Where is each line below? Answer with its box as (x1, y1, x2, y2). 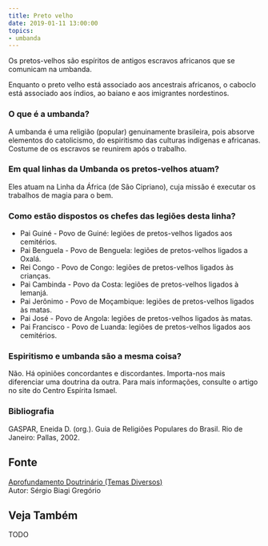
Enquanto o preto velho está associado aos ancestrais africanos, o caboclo (8, 80, 256, 90)
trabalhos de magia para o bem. (8, 190, 114, 200)
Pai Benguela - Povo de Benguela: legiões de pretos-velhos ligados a (19, 246, 248, 255)
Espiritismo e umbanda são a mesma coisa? (8, 351, 182, 362)
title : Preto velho (8, 11, 74, 20)
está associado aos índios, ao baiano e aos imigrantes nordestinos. (8, 89, 230, 98)
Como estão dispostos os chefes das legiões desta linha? (8, 210, 236, 221)
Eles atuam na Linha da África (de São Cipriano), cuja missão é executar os (8, 182, 256, 191)
